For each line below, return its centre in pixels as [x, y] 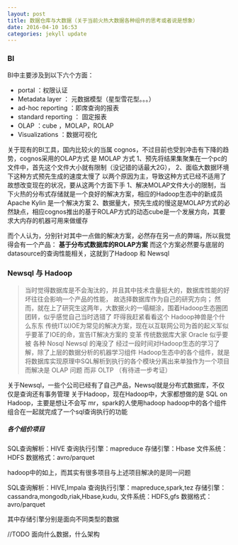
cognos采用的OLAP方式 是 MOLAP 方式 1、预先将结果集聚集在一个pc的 [124, 158]
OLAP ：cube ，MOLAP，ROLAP [66, 126]
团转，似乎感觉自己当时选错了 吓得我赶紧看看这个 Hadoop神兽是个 [122, 316]
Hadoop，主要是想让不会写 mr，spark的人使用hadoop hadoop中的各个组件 [117, 402]
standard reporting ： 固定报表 [62, 116]
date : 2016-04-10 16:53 [42, 27]
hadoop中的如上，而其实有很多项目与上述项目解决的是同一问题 [99, 472]
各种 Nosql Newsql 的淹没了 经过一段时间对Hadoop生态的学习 [123, 343]
